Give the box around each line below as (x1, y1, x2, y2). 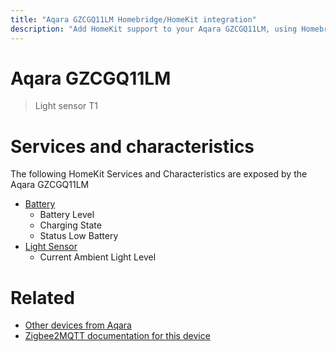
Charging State (39, 219, 102, 231)
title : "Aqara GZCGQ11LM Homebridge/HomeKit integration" (10, 14, 257, 25)
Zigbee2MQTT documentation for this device (24, 330, 211, 342)
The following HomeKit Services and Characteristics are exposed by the (10, 168, 308, 180)
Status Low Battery (39, 230, 119, 242)
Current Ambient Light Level (39, 251, 157, 263)
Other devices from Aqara (24, 319, 132, 331)
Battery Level (39, 209, 95, 221)
